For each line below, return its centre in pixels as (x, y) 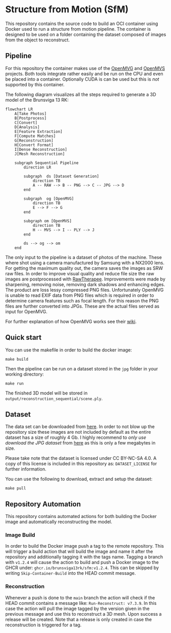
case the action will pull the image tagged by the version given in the (77, 608)
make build (17, 359)
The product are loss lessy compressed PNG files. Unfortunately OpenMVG (84, 290)
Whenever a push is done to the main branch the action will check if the (80, 597)
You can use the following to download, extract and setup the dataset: (79, 479)
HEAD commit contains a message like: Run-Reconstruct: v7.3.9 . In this (81, 603)
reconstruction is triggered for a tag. (43, 625)
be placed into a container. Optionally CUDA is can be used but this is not (82, 79)
